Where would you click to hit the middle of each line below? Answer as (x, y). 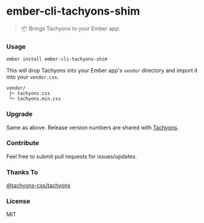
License (18, 201)
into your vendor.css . (33, 77)
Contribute (23, 143)
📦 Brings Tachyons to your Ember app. (71, 28)
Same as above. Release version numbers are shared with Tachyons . (93, 127)
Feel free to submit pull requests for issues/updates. (72, 156)
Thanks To (22, 172)
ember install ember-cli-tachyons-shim (57, 59)
